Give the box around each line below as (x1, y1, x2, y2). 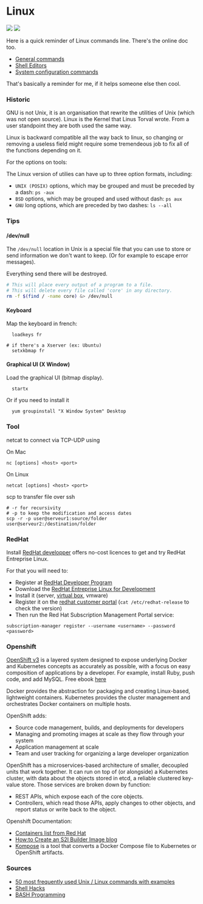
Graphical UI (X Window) (6, 361, 70, 368)
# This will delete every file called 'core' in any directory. (6, 288, 173, 294)
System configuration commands (15, 68, 98, 76)
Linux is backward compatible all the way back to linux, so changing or (6, 134, 184, 141)
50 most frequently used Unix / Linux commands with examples (15, 878, 175, 885)
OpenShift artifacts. (15, 849, 64, 856)
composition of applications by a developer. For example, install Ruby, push (6, 669, 195, 677)
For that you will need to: (6, 567, 69, 574)
